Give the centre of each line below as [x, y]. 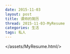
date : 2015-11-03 [23, 10]
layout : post [18, 14]
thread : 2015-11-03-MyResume [35, 23]
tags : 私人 [16, 32]
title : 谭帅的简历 [22, 19]
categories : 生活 [22, 28]
